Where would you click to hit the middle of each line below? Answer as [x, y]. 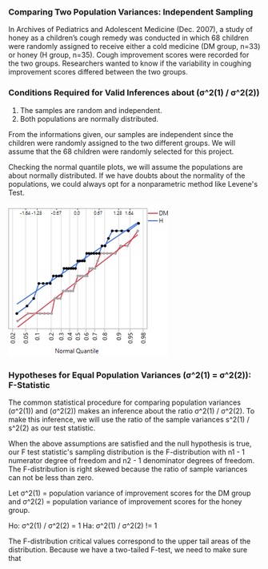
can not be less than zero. [51, 477]
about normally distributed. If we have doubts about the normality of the [127, 176]
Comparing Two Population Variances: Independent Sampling [131, 12]
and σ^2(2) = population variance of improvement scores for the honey [125, 501]
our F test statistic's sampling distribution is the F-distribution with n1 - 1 [127, 452]
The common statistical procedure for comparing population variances [125, 402]
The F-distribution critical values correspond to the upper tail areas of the [130, 541]
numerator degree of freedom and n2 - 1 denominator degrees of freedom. [131, 460]
